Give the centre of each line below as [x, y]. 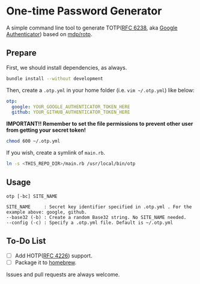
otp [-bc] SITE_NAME [32, 196]
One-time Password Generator [84, 11]
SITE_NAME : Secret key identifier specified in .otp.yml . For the [99, 207]
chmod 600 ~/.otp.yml [33, 141]
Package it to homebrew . [46, 262]
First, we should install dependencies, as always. [67, 67]
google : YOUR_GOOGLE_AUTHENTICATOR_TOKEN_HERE [71, 106]
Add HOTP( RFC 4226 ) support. [53, 255]
